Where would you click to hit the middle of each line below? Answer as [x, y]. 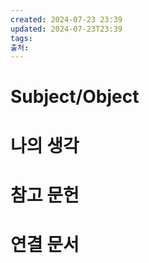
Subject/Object [75, 97]
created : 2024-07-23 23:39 [66, 19]
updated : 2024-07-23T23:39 [66, 29]
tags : [21, 38]
